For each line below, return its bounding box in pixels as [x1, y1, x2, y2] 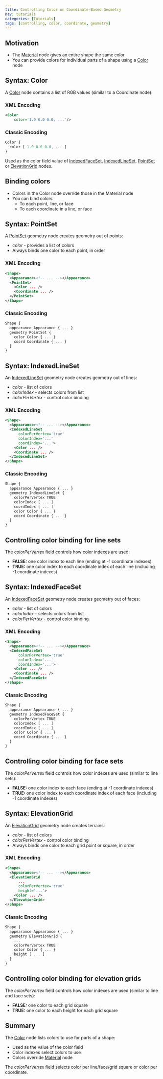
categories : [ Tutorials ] [5, 16, 56, 21]
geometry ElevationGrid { [9, 934, 63, 939]
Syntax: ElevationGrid [5, 809, 73, 818]
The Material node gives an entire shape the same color [12, 52, 125, 58]
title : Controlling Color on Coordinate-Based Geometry [5, 7, 121, 12]
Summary [5, 1022, 36, 1030]
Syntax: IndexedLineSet [5, 361, 80, 370]
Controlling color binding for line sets [5, 536, 121, 544]
